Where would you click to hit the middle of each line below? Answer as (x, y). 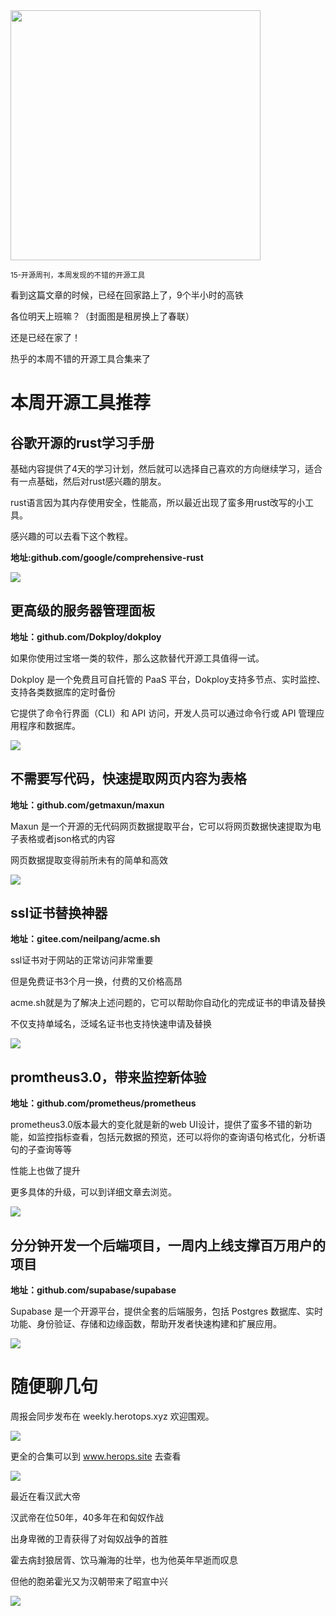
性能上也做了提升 (45, 1171)
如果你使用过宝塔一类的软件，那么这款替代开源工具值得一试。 (137, 658)
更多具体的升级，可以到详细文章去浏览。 (93, 1192)
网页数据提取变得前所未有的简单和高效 (89, 860)
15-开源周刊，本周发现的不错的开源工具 (78, 275)
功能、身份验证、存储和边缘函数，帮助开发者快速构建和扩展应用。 (146, 1324)
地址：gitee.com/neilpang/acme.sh (85, 939)
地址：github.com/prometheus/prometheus (103, 1103)
